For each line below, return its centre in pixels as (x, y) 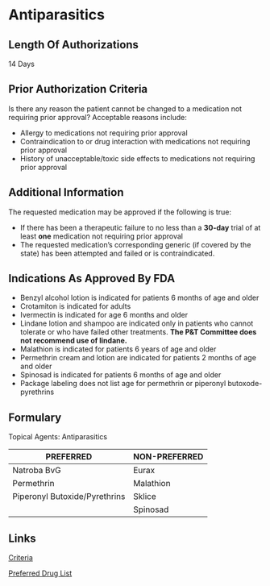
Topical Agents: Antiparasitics (58, 437)
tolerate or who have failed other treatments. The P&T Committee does (138, 332)
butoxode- (245, 384)
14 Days (21, 64)
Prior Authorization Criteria (78, 89)
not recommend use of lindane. (73, 341)
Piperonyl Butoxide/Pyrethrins (69, 497)
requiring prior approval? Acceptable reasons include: (98, 117)
